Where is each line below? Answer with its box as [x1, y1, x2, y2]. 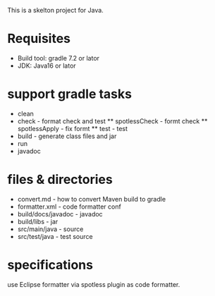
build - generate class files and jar [17, 132, 117, 140]
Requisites [7, 31, 71, 47]
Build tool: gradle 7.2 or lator [17, 54, 100, 62]
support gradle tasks [7, 86, 133, 102]
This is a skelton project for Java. [7, 6, 104, 14]
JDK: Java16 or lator [17, 61, 76, 70]
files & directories [7, 172, 113, 187]
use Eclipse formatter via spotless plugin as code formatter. [7, 280, 180, 288]
